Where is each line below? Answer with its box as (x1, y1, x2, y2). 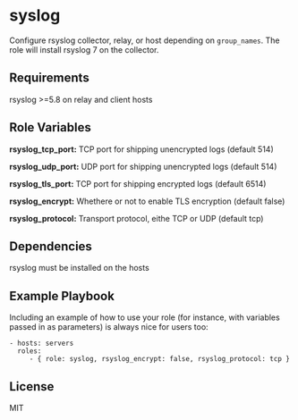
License (9, 379, 55, 394)
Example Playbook (9, 288, 115, 304)
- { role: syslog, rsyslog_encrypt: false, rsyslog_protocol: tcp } (29, 355, 291, 364)
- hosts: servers (9, 339, 74, 349)
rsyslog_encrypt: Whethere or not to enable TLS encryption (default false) (9, 196, 285, 206)
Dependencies (9, 239, 92, 254)
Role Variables (9, 120, 91, 135)
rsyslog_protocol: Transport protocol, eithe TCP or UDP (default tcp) (9, 213, 264, 223)
